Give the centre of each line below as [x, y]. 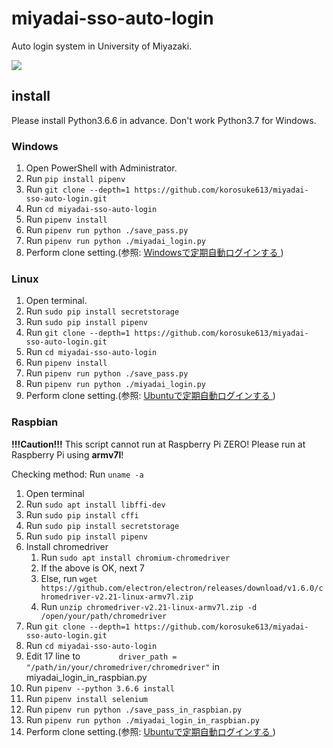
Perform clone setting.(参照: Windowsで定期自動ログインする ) [154, 253]
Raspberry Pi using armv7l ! [67, 454]
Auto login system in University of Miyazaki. [102, 46]
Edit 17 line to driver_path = [101, 656]
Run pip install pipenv [75, 179]
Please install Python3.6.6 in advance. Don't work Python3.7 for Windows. [164, 120]
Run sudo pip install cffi [82, 514]
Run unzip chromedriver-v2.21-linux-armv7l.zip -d [149, 606]
